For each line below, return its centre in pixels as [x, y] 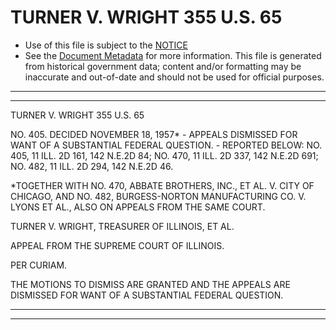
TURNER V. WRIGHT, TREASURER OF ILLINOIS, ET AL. [122, 226]
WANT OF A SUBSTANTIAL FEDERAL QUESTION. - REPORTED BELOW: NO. [166, 145]
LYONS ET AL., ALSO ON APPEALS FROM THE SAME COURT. [138, 207]
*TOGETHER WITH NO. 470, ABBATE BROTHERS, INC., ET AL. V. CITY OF [162, 185]
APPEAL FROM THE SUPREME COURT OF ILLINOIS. [117, 245]
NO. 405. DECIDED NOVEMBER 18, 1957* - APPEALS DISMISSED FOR [154, 134]
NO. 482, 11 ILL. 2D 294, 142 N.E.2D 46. [92, 166]
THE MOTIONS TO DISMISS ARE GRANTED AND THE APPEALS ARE [150, 284]
